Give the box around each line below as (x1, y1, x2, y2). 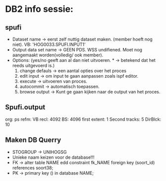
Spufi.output (5, 103, 46, 112)
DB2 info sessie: (5, 3, 73, 15)
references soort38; (12, 165, 54, 171)
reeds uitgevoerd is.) (12, 63, 55, 68)
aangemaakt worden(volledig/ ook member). (12, 52, 104, 58)
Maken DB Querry (5, 136, 61, 144)
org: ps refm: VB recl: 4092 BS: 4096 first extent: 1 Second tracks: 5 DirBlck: (5, 116, 162, 122)
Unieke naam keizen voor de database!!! (12, 154, 95, 160)
